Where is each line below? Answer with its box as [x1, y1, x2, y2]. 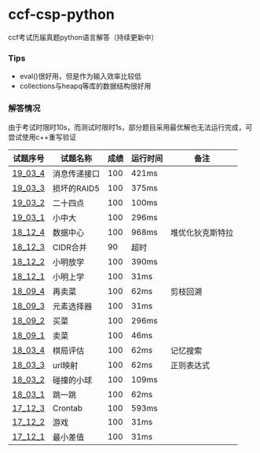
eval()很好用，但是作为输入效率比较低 [19, 72, 141, 81]
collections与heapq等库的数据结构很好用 [19, 81, 152, 91]
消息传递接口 [52, 168, 101, 179]
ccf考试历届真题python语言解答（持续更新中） [8, 32, 159, 42]
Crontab [52, 403, 83, 414]
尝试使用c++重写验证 [8, 132, 77, 142]
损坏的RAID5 [52, 182, 101, 193]
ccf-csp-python [8, 6, 115, 24]
